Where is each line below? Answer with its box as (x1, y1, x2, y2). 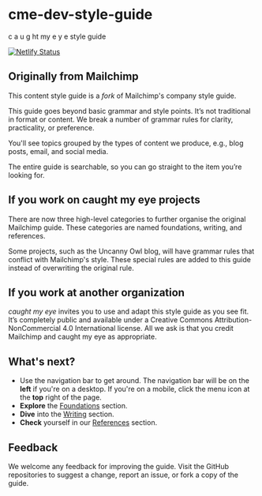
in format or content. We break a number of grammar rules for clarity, (8, 115, 234, 124)
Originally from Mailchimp (8, 70, 140, 84)
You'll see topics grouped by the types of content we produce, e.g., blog (8, 138, 244, 148)
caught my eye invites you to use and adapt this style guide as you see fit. (8, 306, 249, 317)
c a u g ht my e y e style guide (8, 32, 107, 41)
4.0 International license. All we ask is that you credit (62, 324, 234, 333)
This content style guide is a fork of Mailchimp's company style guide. (8, 91, 237, 100)
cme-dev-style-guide (8, 6, 153, 24)
